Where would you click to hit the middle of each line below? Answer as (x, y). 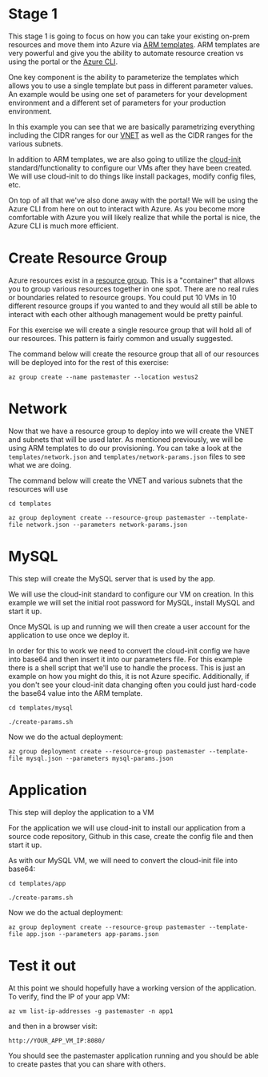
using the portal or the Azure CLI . (63, 62)
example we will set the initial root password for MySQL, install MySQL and (132, 602)
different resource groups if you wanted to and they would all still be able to (133, 306)
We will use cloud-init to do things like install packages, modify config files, (132, 176)
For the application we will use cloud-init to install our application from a (127, 828)
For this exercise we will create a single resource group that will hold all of (130, 330)
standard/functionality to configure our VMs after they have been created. (130, 167)
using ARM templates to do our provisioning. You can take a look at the (125, 448)
